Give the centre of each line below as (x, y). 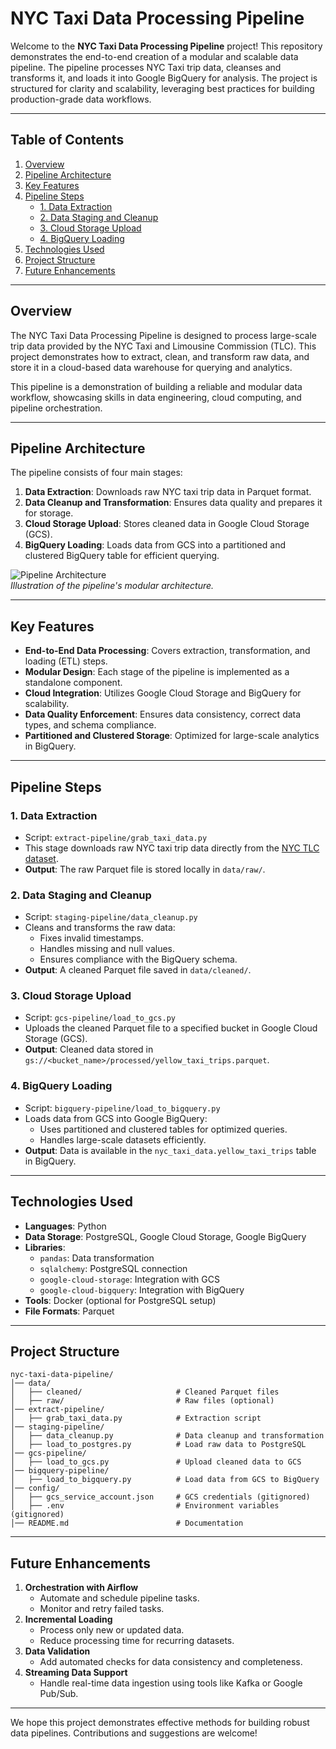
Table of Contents (67, 140)
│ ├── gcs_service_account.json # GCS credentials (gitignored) (160, 1497)
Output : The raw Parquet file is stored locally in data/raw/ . (145, 869)
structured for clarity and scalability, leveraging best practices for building (162, 88)
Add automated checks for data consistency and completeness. (171, 1662)
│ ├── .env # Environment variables (145, 1506)
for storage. (49, 513)
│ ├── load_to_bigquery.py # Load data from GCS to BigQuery (165, 1480)
